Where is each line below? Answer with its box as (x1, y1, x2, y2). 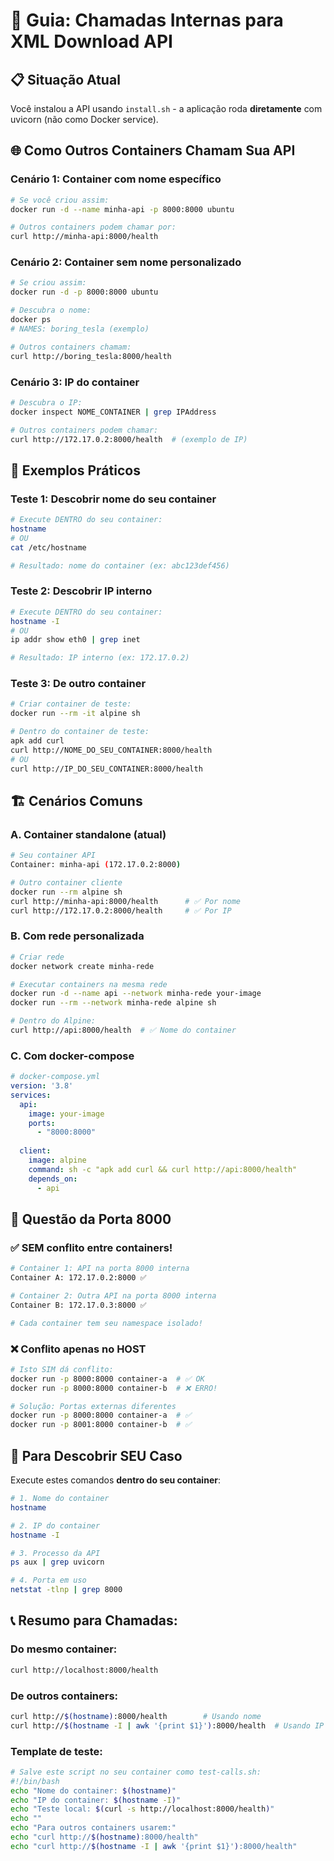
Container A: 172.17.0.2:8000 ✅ (10, 1273, 147, 1283)
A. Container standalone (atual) (10, 827, 167, 841)
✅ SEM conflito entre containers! (10, 1240, 173, 1254)
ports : (28, 1118, 56, 1128)
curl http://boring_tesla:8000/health (10, 351, 172, 361)
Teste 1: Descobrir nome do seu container (10, 492, 217, 506)
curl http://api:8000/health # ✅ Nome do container (10, 1025, 237, 1036)
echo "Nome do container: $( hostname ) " (10, 1785, 177, 1796)
